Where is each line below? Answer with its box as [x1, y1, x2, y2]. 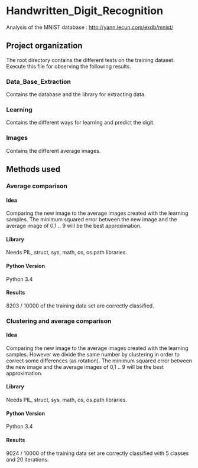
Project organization [6, 41, 83, 51]
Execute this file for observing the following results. [6, 63, 131, 70]
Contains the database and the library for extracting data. [6, 91, 146, 98]
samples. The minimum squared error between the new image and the [6, 216, 177, 223]
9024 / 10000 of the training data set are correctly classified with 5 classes [6, 450, 189, 457]
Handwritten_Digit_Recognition [6, 4, 164, 18]
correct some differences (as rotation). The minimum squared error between [6, 357, 193, 364]
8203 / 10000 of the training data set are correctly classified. [6, 302, 155, 309]
